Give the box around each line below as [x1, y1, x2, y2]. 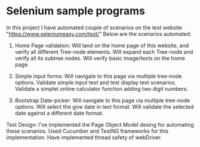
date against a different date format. [14, 109, 104, 117]
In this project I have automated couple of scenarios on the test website [6, 24, 183, 31]
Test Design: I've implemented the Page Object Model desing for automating [6, 121, 194, 128]
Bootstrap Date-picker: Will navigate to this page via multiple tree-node [14, 97, 190, 104]
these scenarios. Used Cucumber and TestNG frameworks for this [6, 127, 169, 134]
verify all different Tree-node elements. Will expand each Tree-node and [14, 48, 193, 55]
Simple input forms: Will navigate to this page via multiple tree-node [14, 72, 182, 79]
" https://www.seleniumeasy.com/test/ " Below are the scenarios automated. [6, 30, 192, 37]
